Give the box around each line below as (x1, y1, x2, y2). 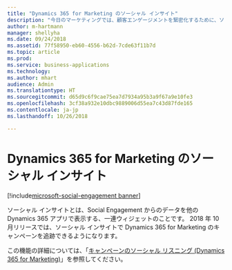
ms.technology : (7, 68, 51, 75)
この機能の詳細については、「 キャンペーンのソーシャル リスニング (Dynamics (7, 246, 225, 254)
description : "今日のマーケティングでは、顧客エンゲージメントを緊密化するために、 (7, 17, 220, 23)
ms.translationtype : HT (7, 87, 76, 94)
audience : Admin (7, 81, 54, 88)
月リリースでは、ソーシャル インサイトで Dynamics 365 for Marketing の (7, 222, 214, 231)
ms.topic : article (7, 49, 60, 56)
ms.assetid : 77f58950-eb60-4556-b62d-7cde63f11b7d (7, 42, 156, 49)
